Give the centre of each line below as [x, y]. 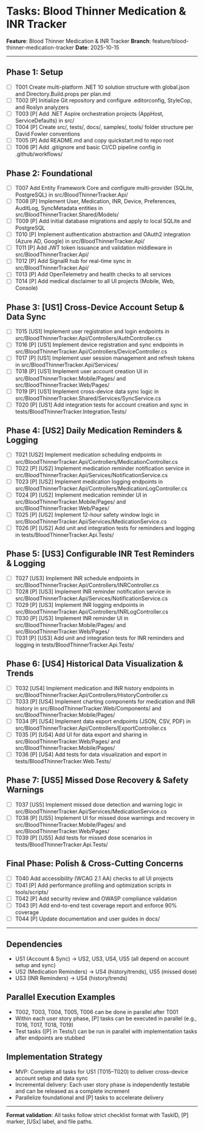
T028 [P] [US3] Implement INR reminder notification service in [93, 591]
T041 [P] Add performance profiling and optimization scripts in [93, 885]
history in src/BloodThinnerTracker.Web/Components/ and [88, 708]
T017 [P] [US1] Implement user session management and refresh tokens [105, 358]
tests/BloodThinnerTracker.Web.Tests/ [63, 762]
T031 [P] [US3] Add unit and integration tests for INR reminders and [99, 638]
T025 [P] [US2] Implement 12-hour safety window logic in [87, 514]
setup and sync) [35, 965]
